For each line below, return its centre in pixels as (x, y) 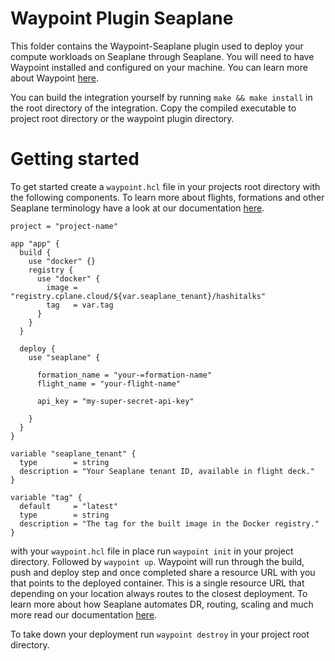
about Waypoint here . (55, 78)
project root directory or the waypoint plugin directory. (122, 118)
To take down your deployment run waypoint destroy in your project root (160, 634)
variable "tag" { (46, 497)
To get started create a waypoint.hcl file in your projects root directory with (165, 186)
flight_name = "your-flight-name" (109, 383)
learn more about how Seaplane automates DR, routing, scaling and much (162, 604)
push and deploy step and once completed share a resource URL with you (163, 572)
